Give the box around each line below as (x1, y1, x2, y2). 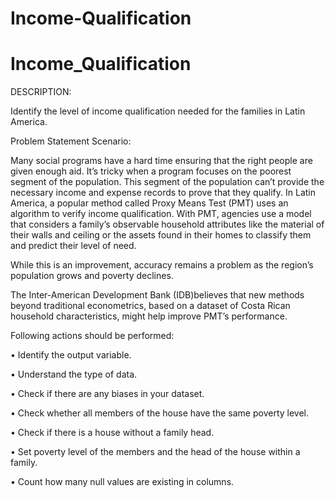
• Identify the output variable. (10, 349, 132, 361)
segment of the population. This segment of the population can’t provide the (10, 176, 325, 188)
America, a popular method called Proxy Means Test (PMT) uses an (10, 197, 289, 209)
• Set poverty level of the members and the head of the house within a (10, 446, 301, 458)
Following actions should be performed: (10, 330, 175, 342)
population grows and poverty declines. (10, 270, 174, 282)
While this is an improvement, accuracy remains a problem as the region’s (10, 259, 314, 271)
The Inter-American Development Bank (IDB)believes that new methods (10, 289, 305, 301)
